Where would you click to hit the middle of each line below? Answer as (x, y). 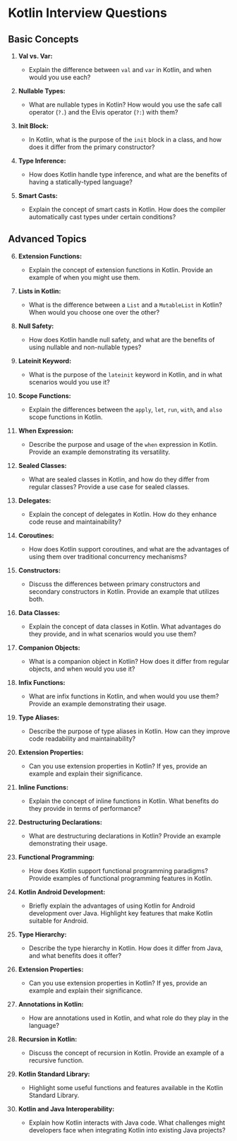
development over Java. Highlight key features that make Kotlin (121, 913)
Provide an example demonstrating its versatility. (99, 452)
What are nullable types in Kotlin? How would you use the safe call (125, 105)
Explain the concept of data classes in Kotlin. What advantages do (125, 626)
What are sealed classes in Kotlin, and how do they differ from (119, 479)
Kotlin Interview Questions (88, 13)
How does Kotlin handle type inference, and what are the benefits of (128, 174)
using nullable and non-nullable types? (85, 347)
